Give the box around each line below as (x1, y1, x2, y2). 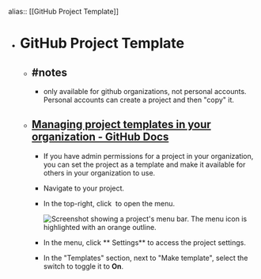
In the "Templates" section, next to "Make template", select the (43, 253, 248, 262)
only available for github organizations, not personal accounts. (43, 87, 247, 96)
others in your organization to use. (43, 168, 156, 177)
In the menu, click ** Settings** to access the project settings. (43, 237, 247, 247)
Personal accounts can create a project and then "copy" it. (43, 95, 235, 104)
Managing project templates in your (31, 118, 211, 131)
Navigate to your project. (43, 183, 125, 193)
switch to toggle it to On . (43, 261, 124, 271)
